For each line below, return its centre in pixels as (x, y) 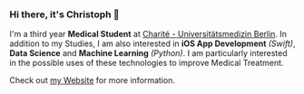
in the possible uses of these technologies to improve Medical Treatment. (147, 63)
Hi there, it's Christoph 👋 (64, 14)
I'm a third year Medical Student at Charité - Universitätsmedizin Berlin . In (148, 34)
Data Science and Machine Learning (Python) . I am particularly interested (148, 53)
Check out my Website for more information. (92, 80)
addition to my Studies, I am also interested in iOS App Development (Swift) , (152, 43)
